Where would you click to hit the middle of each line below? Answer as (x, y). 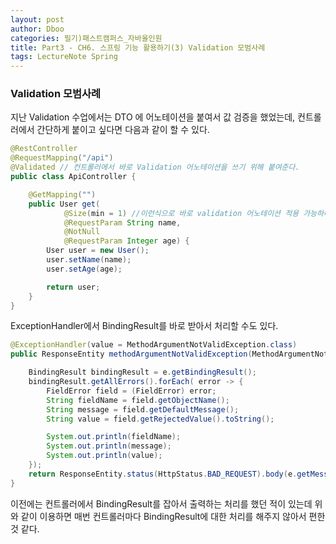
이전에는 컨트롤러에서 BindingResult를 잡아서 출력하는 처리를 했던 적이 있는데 (161, 503)
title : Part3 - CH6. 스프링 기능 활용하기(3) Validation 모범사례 (138, 47)
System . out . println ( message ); (109, 446)
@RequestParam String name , (122, 222)
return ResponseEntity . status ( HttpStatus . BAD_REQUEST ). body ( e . (163, 474)
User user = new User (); (98, 251)
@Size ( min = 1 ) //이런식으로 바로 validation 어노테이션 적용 (181, 213)
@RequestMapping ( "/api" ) (62, 158)
